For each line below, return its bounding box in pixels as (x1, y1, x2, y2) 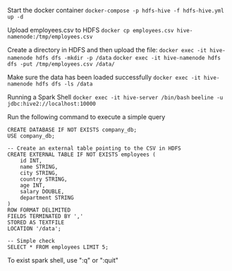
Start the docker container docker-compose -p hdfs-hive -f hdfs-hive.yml (7, 6, 224, 14)
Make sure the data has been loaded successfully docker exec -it (7, 73, 201, 81)
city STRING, (20, 169, 59, 176)
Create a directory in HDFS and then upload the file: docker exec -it (7, 46, 207, 54)
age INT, (20, 182, 46, 189)
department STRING (20, 194, 74, 201)
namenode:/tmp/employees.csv (7, 33, 93, 40)
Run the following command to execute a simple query (7, 113, 166, 121)
